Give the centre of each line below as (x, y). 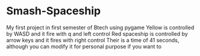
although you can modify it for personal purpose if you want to (84, 46)
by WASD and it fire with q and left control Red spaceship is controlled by (97, 33)
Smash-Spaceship (54, 11)
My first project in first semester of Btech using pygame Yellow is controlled (100, 27)
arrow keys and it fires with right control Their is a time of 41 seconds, (93, 40)
